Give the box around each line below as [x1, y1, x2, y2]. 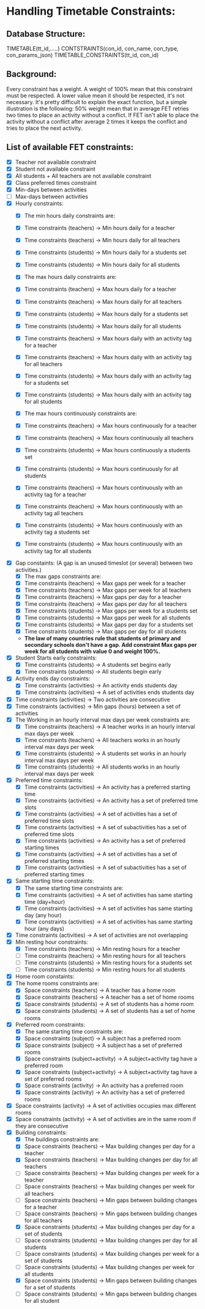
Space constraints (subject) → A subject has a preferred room [24, 1034, 181, 1042]
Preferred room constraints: [15, 1021, 86, 1028]
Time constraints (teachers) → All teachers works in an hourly [24, 736, 181, 744]
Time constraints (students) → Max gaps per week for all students [24, 614, 191, 621]
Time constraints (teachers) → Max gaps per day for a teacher [24, 593, 182, 600]
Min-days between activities [15, 185, 87, 193]
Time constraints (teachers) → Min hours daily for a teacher [24, 225, 176, 232]
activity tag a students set [24, 528, 90, 536]
